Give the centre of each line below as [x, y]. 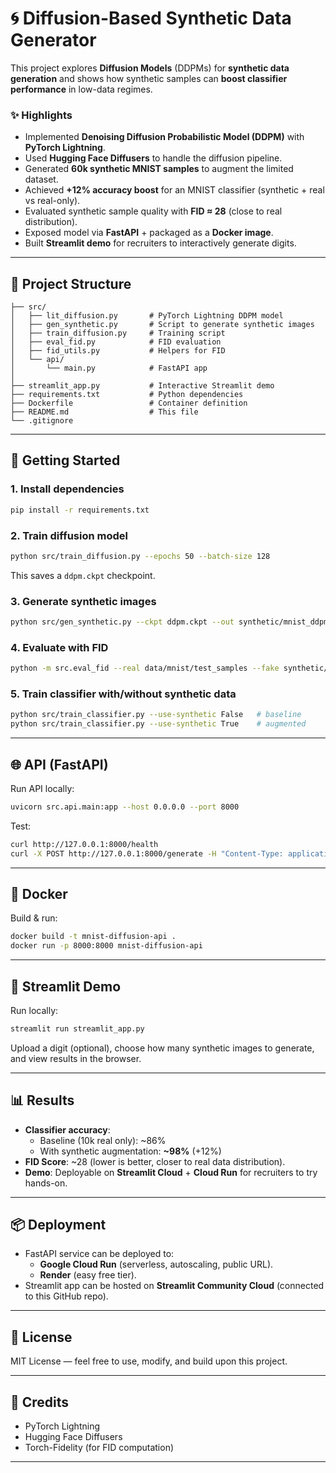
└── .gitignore [42, 421]
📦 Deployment [58, 1225]
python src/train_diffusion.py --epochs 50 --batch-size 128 [140, 556]
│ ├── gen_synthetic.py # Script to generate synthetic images [162, 325]
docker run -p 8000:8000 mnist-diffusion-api [106, 946]
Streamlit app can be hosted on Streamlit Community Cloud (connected [174, 1286]
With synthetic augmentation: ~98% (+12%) [130, 1151]
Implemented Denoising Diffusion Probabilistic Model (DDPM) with [164, 137]
